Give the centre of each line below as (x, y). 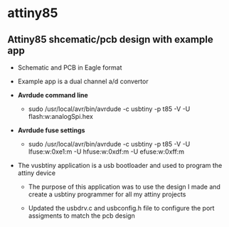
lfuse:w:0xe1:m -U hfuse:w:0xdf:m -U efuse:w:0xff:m (106, 152)
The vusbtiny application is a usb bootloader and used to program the (120, 165)
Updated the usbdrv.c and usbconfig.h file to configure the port (121, 208)
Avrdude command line (53, 95)
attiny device (36, 173)
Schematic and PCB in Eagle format (70, 68)
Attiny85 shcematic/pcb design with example (110, 39)
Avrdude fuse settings (51, 130)
